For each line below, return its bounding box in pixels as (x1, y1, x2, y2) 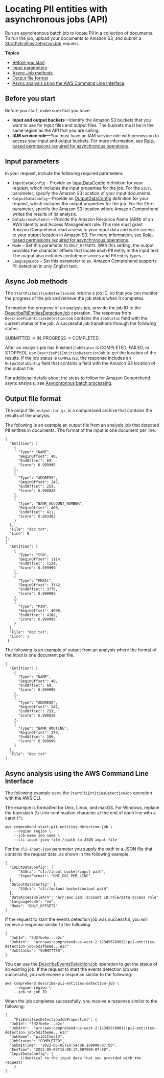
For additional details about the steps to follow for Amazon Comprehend (5, 375, 150, 381)
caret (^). (5, 815, 23, 821)
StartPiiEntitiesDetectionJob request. (5, 40, 80, 46)
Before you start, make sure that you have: (5, 107, 91, 113)
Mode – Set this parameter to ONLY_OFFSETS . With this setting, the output (12, 242, 154, 248)
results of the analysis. (5, 413, 51, 418)
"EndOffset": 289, (18, 735, 56, 739)
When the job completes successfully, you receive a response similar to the (5, 998, 158, 1004)
